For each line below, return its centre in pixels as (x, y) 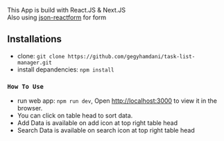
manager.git (34, 63)
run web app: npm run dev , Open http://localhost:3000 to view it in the (117, 101)
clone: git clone (41, 56)
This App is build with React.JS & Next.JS (67, 10)
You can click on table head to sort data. (75, 116)
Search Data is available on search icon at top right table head (106, 131)
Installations (35, 39)
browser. (30, 108)
